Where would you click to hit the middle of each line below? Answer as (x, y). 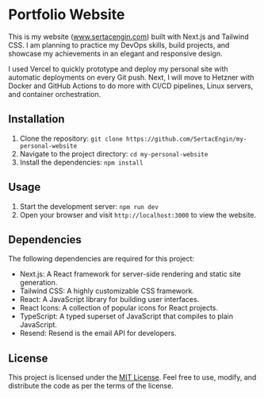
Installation (36, 120)
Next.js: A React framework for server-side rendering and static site (130, 274)
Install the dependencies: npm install (81, 162)
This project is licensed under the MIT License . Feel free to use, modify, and (132, 377)
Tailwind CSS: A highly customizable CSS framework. (107, 291)
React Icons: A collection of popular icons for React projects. (119, 308)
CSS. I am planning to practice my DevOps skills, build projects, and (119, 44)
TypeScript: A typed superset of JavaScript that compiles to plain (126, 316)
